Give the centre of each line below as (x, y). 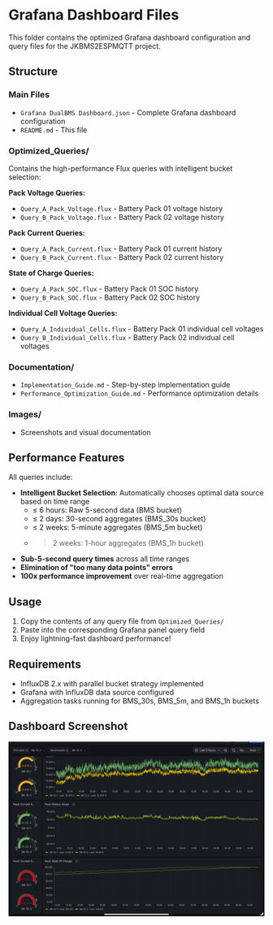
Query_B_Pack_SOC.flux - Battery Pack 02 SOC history (110, 297)
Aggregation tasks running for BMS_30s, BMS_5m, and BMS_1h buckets (140, 701)
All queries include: (41, 478)
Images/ (25, 414)
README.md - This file (54, 130)
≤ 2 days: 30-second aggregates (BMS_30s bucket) (119, 519)
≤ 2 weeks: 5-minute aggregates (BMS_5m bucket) (117, 527)
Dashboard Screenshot (68, 726)
